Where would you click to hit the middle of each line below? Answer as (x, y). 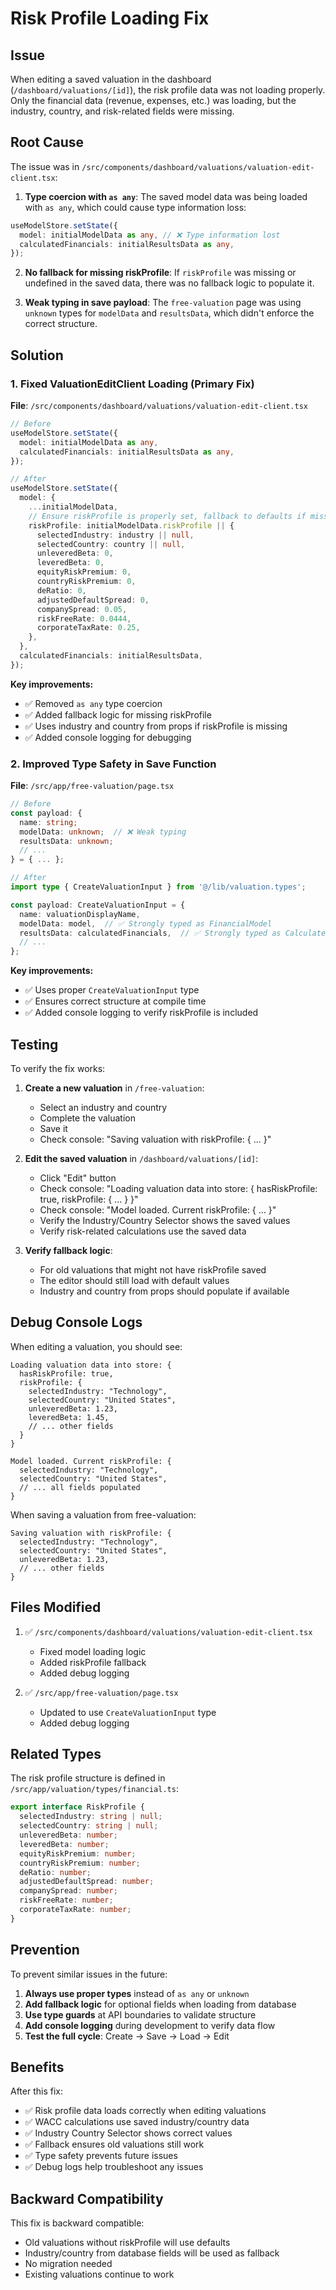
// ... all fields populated (80, 1487)
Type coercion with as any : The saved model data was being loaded (166, 196)
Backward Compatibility (87, 2198)
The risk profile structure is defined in (88, 1778)
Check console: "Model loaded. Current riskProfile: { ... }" (158, 1209)
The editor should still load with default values (134, 1280)
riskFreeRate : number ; (66, 1900)
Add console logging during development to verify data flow (150, 2025)
